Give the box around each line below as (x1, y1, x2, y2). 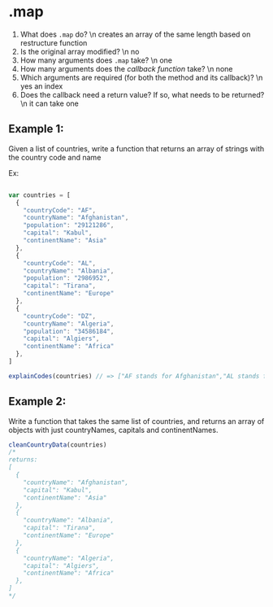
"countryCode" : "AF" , (23, 206, 96, 214)
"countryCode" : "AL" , (23, 259, 96, 267)
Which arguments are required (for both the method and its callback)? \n (19, 72, 263, 82)
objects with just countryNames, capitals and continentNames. (8, 425, 219, 435)
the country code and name (8, 152, 102, 162)
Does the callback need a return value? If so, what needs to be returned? (19, 90, 265, 99)
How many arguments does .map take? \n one (19, 55, 173, 65)
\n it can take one (19, 98, 79, 108)
